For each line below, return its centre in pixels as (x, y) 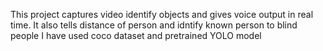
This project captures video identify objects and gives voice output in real (162, 14)
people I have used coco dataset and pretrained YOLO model (136, 35)
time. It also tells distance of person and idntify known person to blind (154, 25)
